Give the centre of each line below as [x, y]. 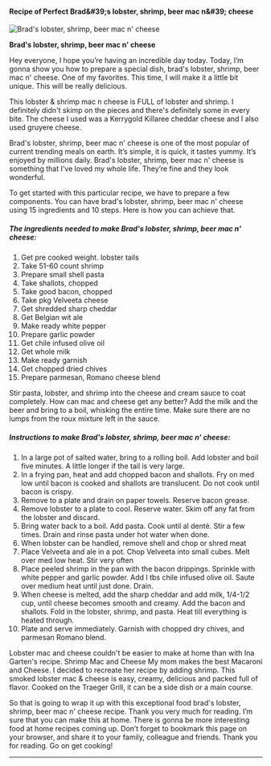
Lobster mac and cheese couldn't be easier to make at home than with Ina [132, 653]
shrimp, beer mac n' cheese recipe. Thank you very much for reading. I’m [131, 712]
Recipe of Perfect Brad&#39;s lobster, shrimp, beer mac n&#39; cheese [131, 11]
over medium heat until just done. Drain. [87, 586]
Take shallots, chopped [60, 283]
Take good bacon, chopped [66, 292]
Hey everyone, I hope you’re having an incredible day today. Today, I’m [127, 60]
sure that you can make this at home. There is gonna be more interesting [129, 720]
